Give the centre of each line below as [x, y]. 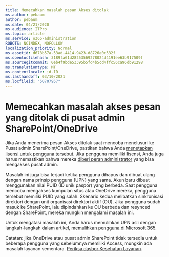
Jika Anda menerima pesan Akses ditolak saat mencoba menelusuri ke [80, 143]
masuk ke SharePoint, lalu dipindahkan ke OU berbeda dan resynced [78, 207]
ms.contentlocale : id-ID [32, 72]
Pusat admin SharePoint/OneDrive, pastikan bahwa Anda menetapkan [79, 148]
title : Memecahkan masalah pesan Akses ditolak [57, 10]
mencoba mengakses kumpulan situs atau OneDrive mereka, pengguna [81, 190]
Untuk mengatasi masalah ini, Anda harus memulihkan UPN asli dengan [81, 222]
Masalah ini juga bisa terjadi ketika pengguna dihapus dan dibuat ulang [80, 174]
